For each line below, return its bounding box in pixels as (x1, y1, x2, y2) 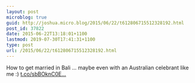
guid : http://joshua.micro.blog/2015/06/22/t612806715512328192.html (6, 20, 185, 26)
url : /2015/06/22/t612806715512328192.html (6, 48, 117, 54)
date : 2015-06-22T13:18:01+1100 (6, 31, 87, 37)
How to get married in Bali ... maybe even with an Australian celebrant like (6, 64, 189, 71)
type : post (6, 42, 34, 48)
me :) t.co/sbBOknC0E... (6, 70, 66, 78)
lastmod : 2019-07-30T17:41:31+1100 (6, 36, 96, 42)
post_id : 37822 (6, 25, 45, 32)
